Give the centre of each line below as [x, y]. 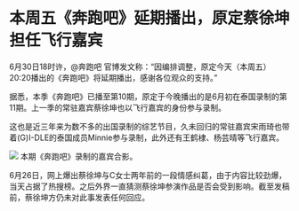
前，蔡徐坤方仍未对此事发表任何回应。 [79, 197]
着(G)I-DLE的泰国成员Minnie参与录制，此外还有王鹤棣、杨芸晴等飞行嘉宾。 [147, 137]
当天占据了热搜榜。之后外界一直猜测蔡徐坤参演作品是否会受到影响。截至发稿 [149, 186]
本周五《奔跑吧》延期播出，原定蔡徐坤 [150, 18]
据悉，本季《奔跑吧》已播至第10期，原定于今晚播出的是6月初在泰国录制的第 [148, 96]
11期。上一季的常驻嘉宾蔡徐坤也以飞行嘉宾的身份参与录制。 [118, 107]
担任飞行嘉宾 [57, 40]
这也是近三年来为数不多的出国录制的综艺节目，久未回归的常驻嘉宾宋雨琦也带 [149, 126]
